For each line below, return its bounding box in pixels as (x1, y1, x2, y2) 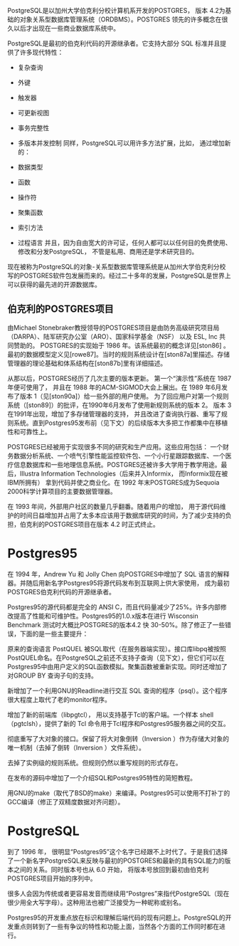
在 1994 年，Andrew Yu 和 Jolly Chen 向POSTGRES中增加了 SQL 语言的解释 (7, 569, 230, 578)
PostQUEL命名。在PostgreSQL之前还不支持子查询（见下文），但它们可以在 (7, 653, 225, 662)
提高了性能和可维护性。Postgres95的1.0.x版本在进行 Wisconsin (13, 611, 199, 620)
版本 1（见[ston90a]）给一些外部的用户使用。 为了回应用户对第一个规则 (19, 391, 229, 400)
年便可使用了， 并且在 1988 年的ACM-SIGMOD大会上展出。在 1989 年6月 (7, 383, 222, 391)
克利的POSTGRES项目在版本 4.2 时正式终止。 (26, 520, 160, 528)
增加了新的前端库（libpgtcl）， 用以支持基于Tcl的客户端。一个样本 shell (7, 710, 214, 719)
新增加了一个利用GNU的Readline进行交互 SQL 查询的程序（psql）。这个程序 (7, 686, 228, 695)
